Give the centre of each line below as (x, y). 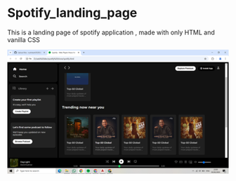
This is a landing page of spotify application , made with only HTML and (111, 32)
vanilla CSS (24, 39)
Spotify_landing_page (72, 13)
